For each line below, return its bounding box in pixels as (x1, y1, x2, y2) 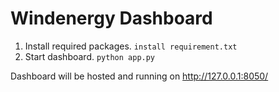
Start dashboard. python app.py (24, 50, 156, 62)
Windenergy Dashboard (10, 7, 213, 30)
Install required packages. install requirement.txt (24, 40, 238, 52)
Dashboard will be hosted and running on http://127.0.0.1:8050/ (10, 70, 269, 82)
